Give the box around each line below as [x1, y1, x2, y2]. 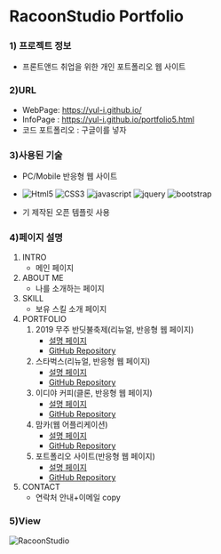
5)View [9, 515, 42, 527]
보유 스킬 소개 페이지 [35, 304, 107, 315]
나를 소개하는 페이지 [35, 283, 105, 294]
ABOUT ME [21, 273, 64, 284]
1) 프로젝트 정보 [9, 40, 72, 52]
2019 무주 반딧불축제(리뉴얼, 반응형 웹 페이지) [35, 325, 194, 335]
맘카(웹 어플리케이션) [35, 420, 108, 430]
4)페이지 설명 [9, 231, 64, 244]
